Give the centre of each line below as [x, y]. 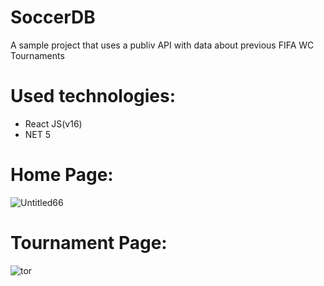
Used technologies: [93, 96]
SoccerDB [53, 17]
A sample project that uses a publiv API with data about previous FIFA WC [162, 45]
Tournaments [37, 55]
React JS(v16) [53, 123]
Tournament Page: [89, 243]
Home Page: [62, 175]
